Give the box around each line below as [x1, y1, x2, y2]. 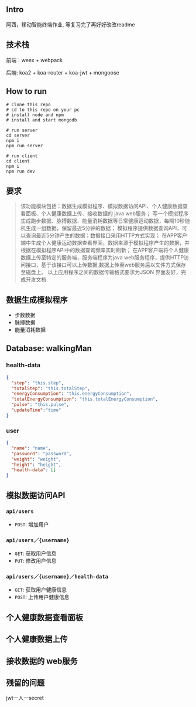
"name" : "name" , [11, 445, 51, 451]
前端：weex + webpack [6, 56, 63, 63]
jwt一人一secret [6, 695, 44, 702]
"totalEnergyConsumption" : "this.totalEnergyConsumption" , [11, 396, 159, 402]
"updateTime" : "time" [11, 407, 61, 413]
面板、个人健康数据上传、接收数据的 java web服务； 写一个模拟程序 [25, 210, 189, 217]
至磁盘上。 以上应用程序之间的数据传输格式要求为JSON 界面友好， [20, 269, 181, 276]
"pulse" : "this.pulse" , [11, 402, 69, 408]
